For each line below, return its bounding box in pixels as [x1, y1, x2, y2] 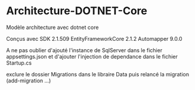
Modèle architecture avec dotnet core [6, 24, 99, 31]
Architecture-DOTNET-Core [6, 4, 147, 18]
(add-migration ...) [6, 77, 51, 84]
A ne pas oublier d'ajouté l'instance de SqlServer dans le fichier [6, 46, 163, 54]
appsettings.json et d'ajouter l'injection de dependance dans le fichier [6, 53, 178, 60]
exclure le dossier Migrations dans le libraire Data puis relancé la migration [6, 70, 190, 78]
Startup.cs [6, 59, 32, 66]
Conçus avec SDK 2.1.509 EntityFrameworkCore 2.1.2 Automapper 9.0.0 [6, 35, 183, 42]
